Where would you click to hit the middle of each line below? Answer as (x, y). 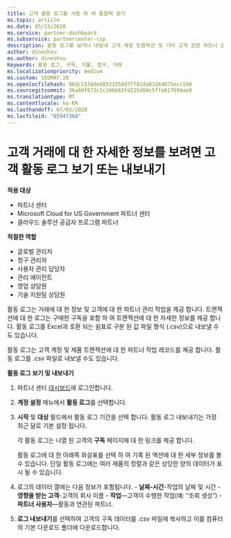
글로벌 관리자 (35, 251)
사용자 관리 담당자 (41, 268)
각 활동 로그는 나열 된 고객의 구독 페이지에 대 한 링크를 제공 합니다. (106, 440)
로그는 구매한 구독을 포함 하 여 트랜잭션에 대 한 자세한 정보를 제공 (121, 317)
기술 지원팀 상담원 (41, 295)
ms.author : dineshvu (37, 59)
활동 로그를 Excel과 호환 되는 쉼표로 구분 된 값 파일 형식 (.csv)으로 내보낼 (114, 326)
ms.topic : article (33, 20)
